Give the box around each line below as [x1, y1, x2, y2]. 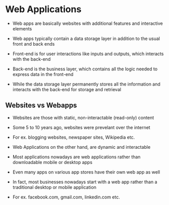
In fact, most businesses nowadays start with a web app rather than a [12, 179, 157, 185]
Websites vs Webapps [5, 101, 77, 110]
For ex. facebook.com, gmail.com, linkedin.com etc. [12, 194, 120, 200]
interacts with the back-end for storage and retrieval [12, 86, 122, 92]
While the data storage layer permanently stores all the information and [12, 81, 160, 87]
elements [12, 25, 32, 31]
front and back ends [12, 40, 55, 47]
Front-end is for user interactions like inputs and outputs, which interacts [12, 51, 164, 57]
